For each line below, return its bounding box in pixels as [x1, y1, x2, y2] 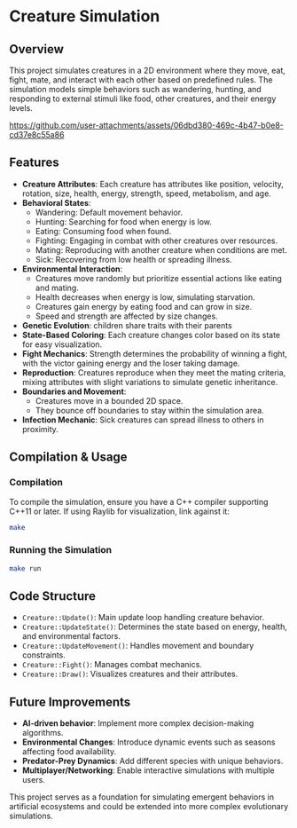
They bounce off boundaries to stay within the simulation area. [35, 405, 264, 415]
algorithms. [21, 728, 64, 738]
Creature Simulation [9, 6, 160, 27]
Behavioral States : [21, 197, 91, 208]
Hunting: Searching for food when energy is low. [35, 216, 213, 227]
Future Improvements [9, 694, 131, 709]
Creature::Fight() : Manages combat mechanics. [21, 659, 202, 670]
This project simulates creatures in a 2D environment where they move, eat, [9, 65, 286, 75]
